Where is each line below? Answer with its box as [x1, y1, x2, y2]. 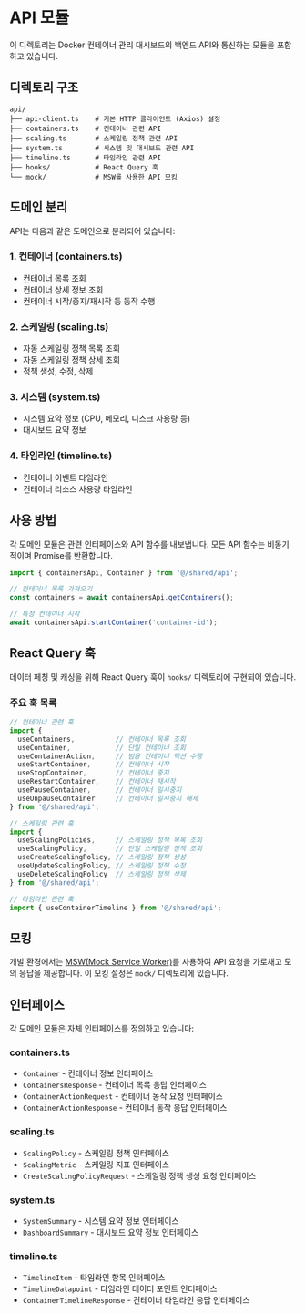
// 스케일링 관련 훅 [9, 818, 75, 828]
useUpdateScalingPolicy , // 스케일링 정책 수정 [17, 861, 187, 870]
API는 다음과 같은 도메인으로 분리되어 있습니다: [9, 225, 176, 236]
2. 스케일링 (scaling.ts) [9, 320, 109, 333]
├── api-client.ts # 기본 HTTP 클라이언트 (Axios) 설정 [9, 114, 221, 123]
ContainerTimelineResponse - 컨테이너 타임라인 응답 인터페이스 [22, 1295, 250, 1306]
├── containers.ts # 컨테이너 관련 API [9, 124, 162, 133]
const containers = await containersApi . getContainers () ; [9, 593, 234, 602]
